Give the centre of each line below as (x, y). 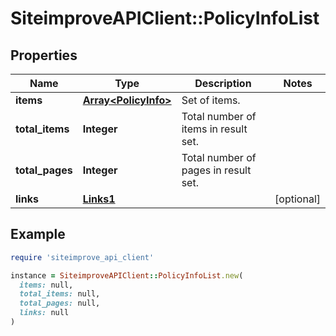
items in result (214, 129)
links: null (44, 313)
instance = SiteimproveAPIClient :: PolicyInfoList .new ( (127, 275)
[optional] (297, 199)
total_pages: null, (60, 303)
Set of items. (211, 100)
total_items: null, (60, 294)
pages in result (216, 170)
